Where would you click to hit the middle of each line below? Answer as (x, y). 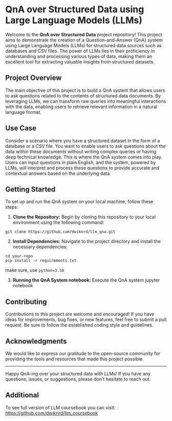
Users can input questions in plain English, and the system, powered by (81, 162)
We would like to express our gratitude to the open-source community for (83, 353)
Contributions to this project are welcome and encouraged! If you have (80, 314)
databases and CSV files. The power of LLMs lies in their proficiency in (80, 51)
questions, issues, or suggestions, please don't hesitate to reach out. (78, 379)
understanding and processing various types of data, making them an (79, 56)
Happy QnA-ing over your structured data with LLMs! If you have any (78, 374)
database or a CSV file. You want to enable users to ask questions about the (85, 146)
